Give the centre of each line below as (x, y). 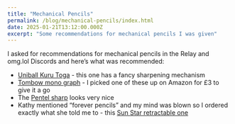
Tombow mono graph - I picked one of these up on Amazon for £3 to (118, 83)
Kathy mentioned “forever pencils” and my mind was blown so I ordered (123, 105)
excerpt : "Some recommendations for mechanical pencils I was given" (113, 34)
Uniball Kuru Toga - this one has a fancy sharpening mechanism (111, 75)
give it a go (34, 90)
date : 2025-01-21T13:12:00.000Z (55, 27)
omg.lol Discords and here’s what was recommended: (86, 62)
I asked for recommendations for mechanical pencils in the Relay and (108, 54)
